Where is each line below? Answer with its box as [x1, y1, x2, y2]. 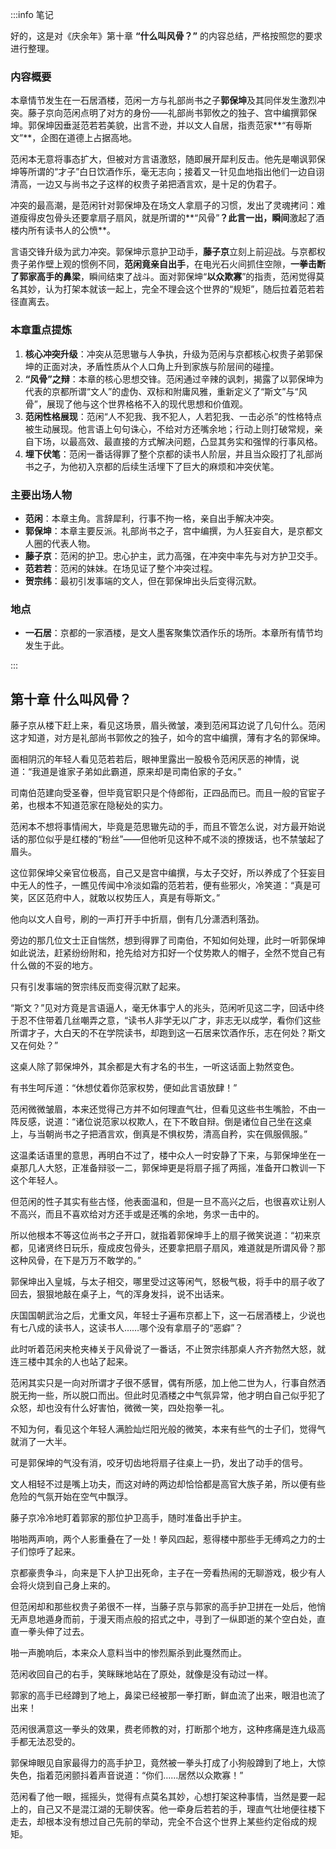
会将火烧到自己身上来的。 [10, 1579, 116, 1591]
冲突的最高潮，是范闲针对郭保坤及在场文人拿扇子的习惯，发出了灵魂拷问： [10, 199, 317, 212]
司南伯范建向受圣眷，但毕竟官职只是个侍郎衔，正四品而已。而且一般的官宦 [10, 787, 317, 798]
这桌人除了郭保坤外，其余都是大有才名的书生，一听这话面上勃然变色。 [10, 1061, 300, 1072]
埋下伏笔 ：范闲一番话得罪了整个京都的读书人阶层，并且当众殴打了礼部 [24, 448, 315, 460]
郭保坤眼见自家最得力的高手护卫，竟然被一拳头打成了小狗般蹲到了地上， [10, 1757, 308, 1768]
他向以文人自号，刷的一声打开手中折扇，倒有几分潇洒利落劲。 [10, 913, 265, 925]
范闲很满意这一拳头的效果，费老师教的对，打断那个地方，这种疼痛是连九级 [10, 1723, 317, 1735]
